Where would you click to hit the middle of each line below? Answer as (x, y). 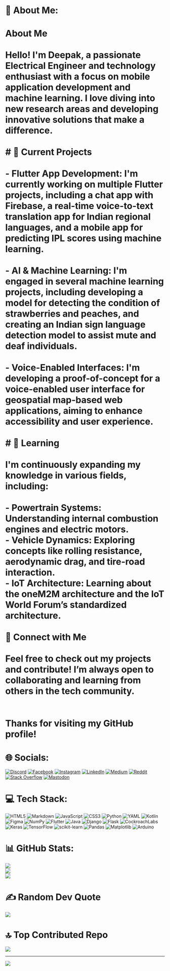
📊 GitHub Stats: (40, 848)
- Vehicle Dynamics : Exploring (70, 540)
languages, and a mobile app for (74, 228)
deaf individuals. (41, 346)
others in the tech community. (70, 691)
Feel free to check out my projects (78, 659)
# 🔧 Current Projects (49, 152)
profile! (21, 734)
